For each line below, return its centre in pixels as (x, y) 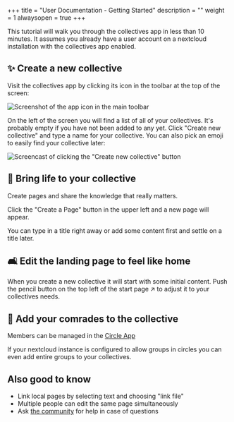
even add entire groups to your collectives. (69, 357)
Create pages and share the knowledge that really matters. (93, 195)
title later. (21, 238)
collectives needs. (33, 296)
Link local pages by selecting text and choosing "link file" (101, 396)
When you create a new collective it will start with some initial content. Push (117, 282)
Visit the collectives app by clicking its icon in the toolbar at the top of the (114, 85)
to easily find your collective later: (56, 143)
